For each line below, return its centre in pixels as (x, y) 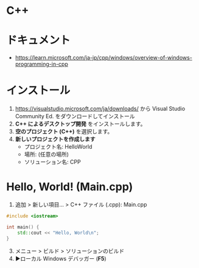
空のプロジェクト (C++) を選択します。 (64, 132)
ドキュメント (39, 41)
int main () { (23, 227)
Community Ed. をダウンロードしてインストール (75, 116)
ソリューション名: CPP (52, 162)
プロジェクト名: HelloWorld (58, 147)
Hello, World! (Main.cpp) (70, 187)
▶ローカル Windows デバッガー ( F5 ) (61, 258)
